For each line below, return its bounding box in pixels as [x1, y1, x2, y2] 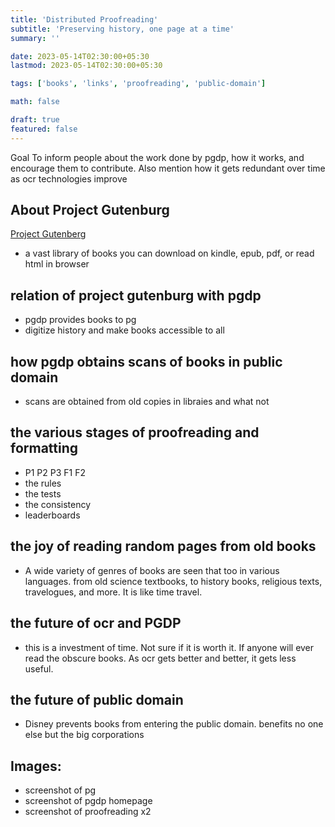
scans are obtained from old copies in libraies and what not [24, 396, 270, 408]
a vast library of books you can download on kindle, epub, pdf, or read [24, 247, 315, 260]
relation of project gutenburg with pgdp [10, 287, 262, 304]
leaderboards [24, 509, 81, 521]
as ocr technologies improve [10, 172, 128, 185]
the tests [24, 487, 62, 500]
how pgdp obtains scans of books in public [10, 353, 283, 370]
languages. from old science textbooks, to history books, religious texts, [24, 575, 323, 587]
